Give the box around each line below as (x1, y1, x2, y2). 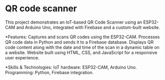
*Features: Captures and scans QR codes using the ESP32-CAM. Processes (5, 34, 160, 40)
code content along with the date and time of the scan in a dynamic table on (5, 44, 160, 50)
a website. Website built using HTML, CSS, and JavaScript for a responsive (5, 50, 158, 55)
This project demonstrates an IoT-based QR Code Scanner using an (5, 19, 142, 25)
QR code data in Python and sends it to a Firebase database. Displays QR (5, 39, 154, 45)
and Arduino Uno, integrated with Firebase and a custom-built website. (16, 24, 160, 30)
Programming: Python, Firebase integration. (5, 69, 94, 75)
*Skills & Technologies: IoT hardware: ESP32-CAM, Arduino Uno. (5, 64, 137, 70)
